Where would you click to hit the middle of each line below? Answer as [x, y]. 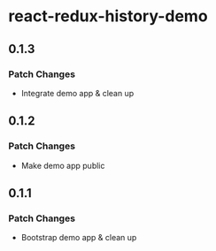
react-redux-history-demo [108, 16]
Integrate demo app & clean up [77, 93]
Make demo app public [63, 165]
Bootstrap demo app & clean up [79, 238]
